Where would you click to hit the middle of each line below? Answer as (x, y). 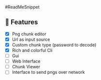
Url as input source (31, 39)
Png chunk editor (29, 34)
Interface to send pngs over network (48, 72)
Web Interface (26, 61)
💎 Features (22, 22)
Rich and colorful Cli (32, 50)
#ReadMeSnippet (22, 7)
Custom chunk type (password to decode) (54, 45)
